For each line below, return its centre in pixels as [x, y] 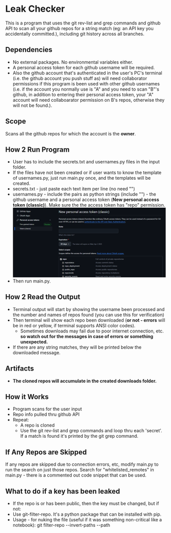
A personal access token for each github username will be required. [84, 67]
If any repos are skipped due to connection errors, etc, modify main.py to [82, 464]
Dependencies [29, 50]
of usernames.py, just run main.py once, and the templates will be [82, 178]
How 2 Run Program [37, 149]
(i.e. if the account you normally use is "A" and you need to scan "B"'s [86, 89]
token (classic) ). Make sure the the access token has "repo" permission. [89, 205]
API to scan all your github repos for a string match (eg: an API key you [79, 28]
